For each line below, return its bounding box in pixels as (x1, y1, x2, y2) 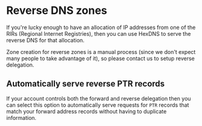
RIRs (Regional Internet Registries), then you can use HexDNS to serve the (6, 30, 191, 37)
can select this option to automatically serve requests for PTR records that (6, 101, 189, 108)
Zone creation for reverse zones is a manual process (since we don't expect (6, 48, 196, 55)
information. (6, 114, 37, 121)
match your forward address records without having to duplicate (6, 107, 167, 115)
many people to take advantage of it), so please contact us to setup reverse (6, 55, 195, 62)
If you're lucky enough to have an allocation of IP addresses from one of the (6, 24, 196, 31)
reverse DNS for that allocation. (6, 36, 85, 44)
